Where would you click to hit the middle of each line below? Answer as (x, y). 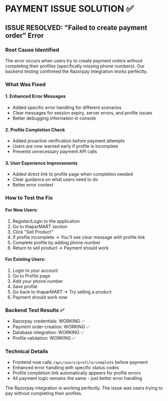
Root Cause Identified (32, 50)
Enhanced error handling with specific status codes (66, 368)
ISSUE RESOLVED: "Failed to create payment (76, 27)
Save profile (25, 286)
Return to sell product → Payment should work (60, 248)
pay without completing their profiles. (44, 393)
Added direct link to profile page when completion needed (73, 174)
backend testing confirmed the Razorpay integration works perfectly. (76, 71)
